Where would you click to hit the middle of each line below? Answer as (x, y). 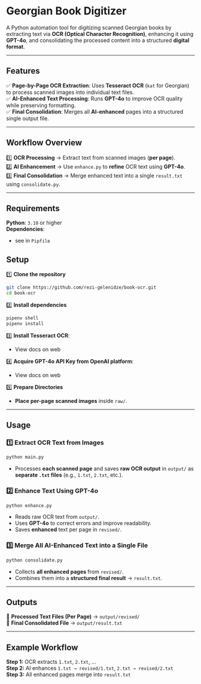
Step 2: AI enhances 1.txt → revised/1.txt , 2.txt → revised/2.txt (90, 668)
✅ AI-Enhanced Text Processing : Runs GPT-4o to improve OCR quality (95, 98)
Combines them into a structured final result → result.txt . (89, 578)
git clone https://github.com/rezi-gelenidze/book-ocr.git (81, 288)
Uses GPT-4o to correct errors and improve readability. (83, 523)
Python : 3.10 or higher (34, 223)
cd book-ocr (21, 293)
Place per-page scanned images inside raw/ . (71, 401)
